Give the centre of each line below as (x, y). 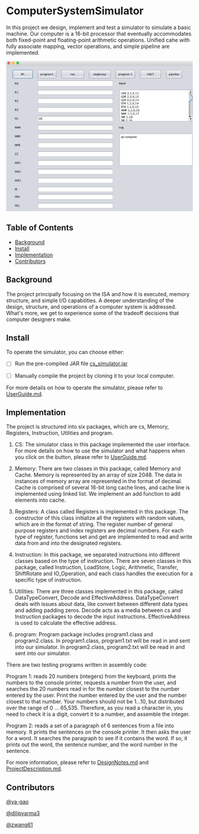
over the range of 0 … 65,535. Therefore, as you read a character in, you (94, 708)
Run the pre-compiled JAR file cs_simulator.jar (71, 364)
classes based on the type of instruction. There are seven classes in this (103, 561)
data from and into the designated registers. (68, 543)
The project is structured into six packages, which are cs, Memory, (88, 427)
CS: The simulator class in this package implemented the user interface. (102, 445)
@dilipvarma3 (23, 813)
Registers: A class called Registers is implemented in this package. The (101, 512)
